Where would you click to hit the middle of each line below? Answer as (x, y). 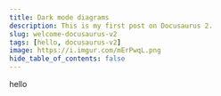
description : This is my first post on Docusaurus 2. (111, 26)
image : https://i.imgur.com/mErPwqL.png (86, 51)
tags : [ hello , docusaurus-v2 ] (65, 42)
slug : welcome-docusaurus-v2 (63, 34)
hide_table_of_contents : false (67, 59)
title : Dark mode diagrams (59, 17)
